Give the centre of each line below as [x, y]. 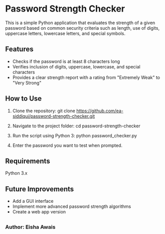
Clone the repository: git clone [44, 111]
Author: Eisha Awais [30, 227]
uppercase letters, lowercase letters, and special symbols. [65, 33]
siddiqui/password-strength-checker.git [54, 116]
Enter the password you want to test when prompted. [67, 145]
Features [19, 49]
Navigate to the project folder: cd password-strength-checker [76, 126]
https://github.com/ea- [100, 111]
